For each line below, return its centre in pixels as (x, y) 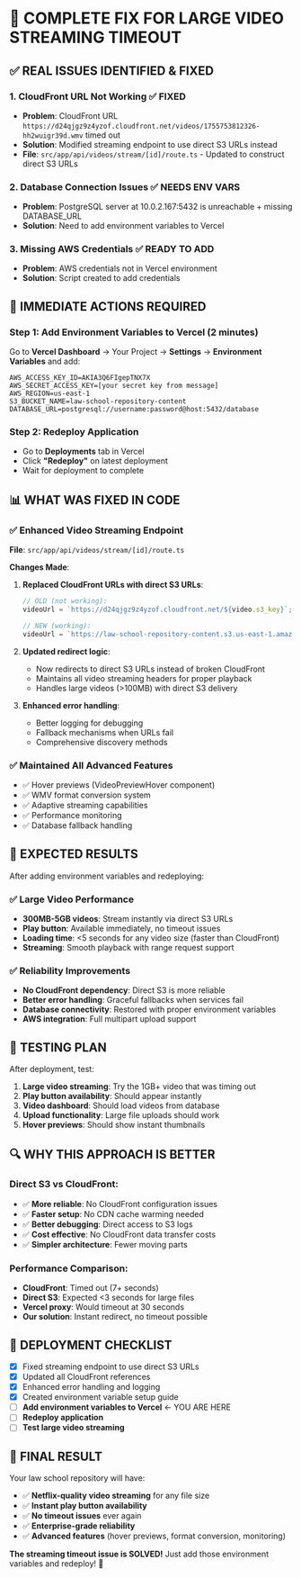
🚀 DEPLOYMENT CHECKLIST (91, 1345)
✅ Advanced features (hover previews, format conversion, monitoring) (154, 1536)
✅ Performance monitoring (72, 815)
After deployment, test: (52, 1069)
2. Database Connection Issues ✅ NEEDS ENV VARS (125, 186)
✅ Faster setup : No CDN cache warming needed (113, 1213)
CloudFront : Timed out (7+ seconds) (90, 1288)
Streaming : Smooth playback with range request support (128, 948)
